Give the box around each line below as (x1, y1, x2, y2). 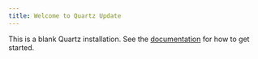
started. (8, 42, 35, 53)
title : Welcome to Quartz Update (8, 11, 122, 20)
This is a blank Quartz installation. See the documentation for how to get (8, 34, 250, 44)
